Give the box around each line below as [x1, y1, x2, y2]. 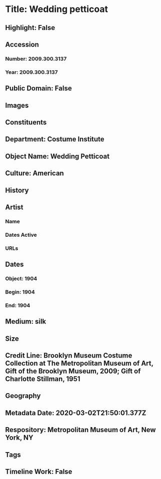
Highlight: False [5, 23, 55, 32]
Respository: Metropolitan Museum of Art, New [5, 426, 156, 434]
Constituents [5, 118, 47, 126]
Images [5, 101, 29, 109]
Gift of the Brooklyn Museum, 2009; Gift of [5, 367, 141, 376]
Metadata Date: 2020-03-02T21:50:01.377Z [5, 409, 146, 417]
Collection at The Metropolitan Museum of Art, [5, 359, 153, 368]
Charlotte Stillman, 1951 [5, 375, 80, 383]
